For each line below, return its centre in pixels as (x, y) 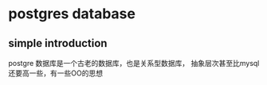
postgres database (72, 14)
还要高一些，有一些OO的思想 (56, 73)
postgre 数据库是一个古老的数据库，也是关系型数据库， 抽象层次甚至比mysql (134, 63)
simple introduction (58, 43)
